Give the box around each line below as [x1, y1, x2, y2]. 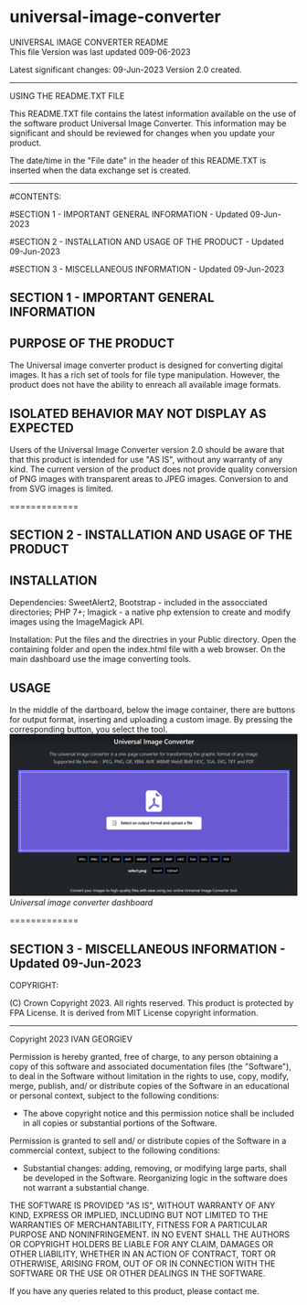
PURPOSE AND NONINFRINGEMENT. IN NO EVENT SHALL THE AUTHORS [9, 1229, 291, 1240]
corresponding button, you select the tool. [9, 723, 168, 734]
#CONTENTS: [9, 190, 62, 202]
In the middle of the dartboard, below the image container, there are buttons [9, 704, 296, 715]
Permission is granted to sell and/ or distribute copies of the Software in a [9, 1136, 287, 1147]
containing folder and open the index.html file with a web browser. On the [9, 644, 286, 655]
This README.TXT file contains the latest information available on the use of [9, 108, 297, 119]
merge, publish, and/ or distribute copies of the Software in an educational [9, 1081, 290, 1092]
